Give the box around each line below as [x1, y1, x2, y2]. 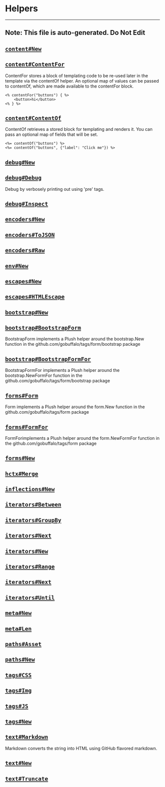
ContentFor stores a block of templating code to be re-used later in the [5, 72, 148, 79]
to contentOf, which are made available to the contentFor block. [5, 83, 134, 89]
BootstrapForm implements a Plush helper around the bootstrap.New [5, 336, 144, 342]
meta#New [5, 609, 32, 617]
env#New [5, 262, 28, 270]
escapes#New [5, 277, 42, 285]
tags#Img [5, 687, 32, 694]
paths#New [5, 656, 35, 663]
